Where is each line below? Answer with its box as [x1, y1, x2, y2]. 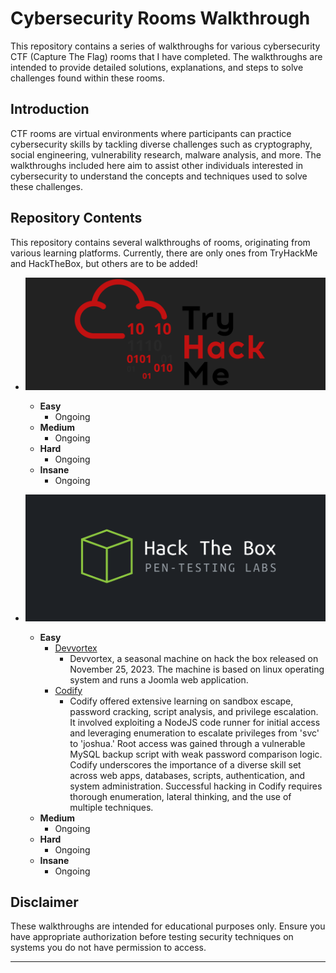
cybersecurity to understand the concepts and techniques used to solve [10, 170, 308, 182]
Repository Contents [10, 210, 143, 227]
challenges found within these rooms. [10, 72, 165, 84]
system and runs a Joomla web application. [69, 673, 249, 686]
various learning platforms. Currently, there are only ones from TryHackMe [10, 247, 318, 259]
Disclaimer [10, 894, 79, 911]
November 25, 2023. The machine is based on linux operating [69, 663, 325, 675]
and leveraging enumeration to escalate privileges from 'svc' [69, 727, 320, 739]
